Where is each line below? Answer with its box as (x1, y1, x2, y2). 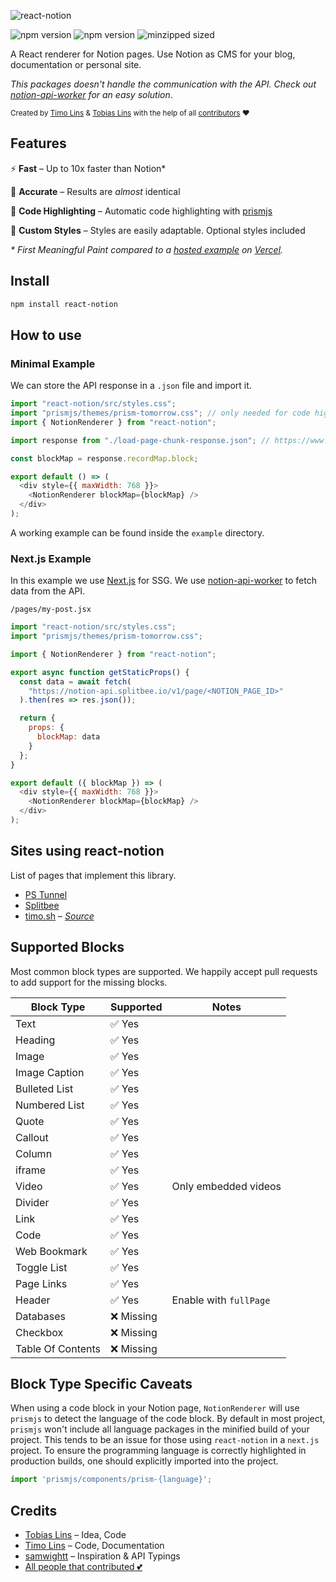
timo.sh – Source (24, 910, 95, 922)
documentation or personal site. (10, 59, 142, 70)
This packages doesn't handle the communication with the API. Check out (10, 78, 317, 90)
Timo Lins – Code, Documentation (24, 1540, 165, 1552)
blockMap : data (36, 732, 101, 742)
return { (19, 713, 56, 724)
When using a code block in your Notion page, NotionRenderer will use (10, 1402, 300, 1414)
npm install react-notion (10, 299, 118, 309)
